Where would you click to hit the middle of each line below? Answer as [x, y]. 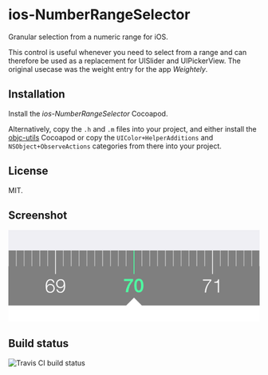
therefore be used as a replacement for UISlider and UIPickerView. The [124, 61]
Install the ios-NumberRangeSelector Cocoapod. [88, 113]
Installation [37, 95]
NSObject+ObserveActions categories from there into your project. [115, 146]
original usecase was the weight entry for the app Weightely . [108, 69]
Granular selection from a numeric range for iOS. [89, 37]
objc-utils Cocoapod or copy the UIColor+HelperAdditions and [111, 137]
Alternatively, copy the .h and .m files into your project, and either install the [132, 128]
